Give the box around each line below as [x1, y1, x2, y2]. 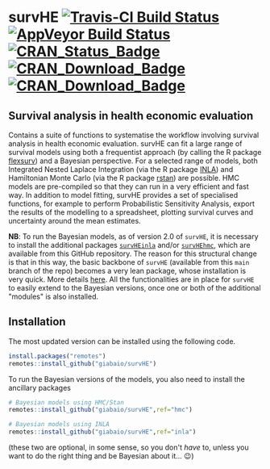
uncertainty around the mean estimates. [8, 216, 141, 225]
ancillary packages [8, 383, 71, 392]
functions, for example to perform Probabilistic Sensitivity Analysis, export [8, 199, 255, 208]
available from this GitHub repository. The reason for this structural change [8, 249, 258, 258]
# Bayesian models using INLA [8, 421, 110, 429]
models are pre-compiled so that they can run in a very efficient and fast [8, 182, 250, 191]
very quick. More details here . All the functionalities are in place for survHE [8, 274, 255, 284]
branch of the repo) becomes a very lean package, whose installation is [8, 266, 247, 275]
